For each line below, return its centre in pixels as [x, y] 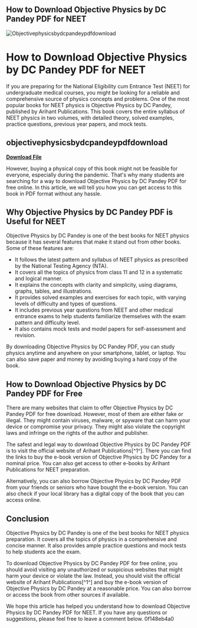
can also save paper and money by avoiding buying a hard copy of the [92, 359]
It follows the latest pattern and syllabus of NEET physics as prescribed [101, 259]
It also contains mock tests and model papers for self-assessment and [100, 329]
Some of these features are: [40, 248]
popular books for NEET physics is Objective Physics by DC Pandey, [89, 105]
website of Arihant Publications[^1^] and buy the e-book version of [87, 582]
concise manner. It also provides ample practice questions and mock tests [96, 545]
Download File [24, 157]
